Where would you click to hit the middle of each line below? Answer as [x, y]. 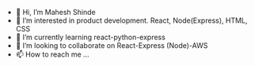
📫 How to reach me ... [52, 54]
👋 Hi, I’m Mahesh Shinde [56, 12]
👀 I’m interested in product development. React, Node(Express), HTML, [131, 20]
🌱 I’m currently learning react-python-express [91, 37]
